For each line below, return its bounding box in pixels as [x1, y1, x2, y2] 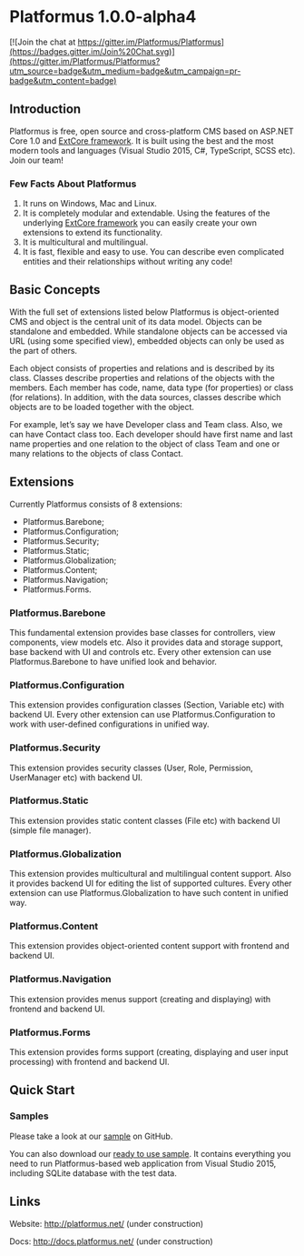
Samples [9, 1110, 49, 1122]
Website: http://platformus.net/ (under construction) [9, 1218, 204, 1229]
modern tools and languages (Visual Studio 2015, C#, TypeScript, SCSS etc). [9, 145, 296, 156]
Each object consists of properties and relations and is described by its [9, 362, 275, 374]
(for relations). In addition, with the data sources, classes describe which [9, 391, 281, 402]
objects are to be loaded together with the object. [9, 401, 195, 412]
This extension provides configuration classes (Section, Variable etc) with [9, 699, 285, 710]
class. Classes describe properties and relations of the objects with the [9, 372, 275, 383]
